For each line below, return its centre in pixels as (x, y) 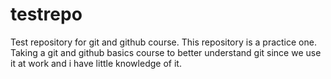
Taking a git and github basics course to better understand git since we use (166, 52)
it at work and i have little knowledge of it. (96, 63)
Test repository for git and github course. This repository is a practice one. (163, 42)
